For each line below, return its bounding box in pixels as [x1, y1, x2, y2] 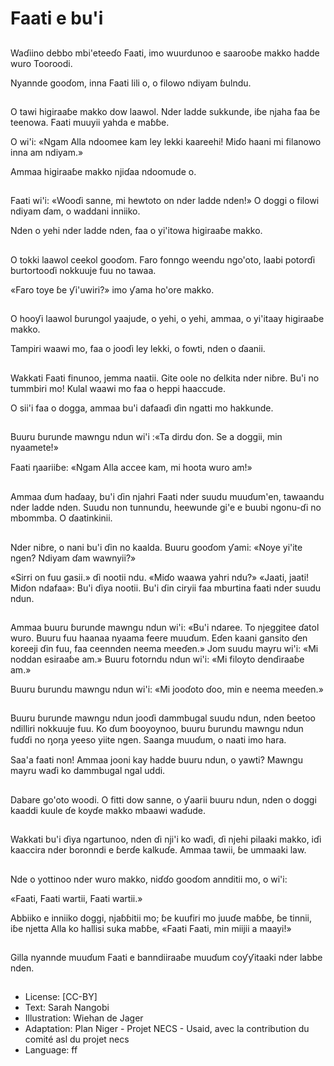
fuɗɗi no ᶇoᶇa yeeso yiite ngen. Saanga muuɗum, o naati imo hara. [10, 734, 287, 746]
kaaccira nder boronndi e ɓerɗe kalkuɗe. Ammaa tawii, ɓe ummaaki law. [10, 844, 307, 856]
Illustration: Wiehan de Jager [24, 1012, 144, 1024]
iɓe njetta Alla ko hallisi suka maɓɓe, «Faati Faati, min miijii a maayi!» [10, 922, 292, 934]
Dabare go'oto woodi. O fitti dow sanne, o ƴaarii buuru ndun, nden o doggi [10, 793, 317, 806]
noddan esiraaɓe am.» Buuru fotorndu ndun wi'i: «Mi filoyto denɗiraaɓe [10, 653, 305, 666]
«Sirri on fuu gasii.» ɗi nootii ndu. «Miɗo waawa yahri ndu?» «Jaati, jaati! [10, 571, 310, 583]
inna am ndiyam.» [10, 146, 84, 158]
